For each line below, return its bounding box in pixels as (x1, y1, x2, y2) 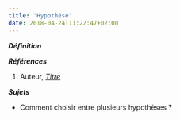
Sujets (8, 87, 30, 96)
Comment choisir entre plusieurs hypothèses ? (19, 103, 173, 112)
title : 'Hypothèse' (8, 11, 73, 20)
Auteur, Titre (19, 72, 61, 81)
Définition (8, 41, 42, 50)
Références (8, 56, 48, 66)
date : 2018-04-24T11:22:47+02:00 (8, 19, 119, 27)
